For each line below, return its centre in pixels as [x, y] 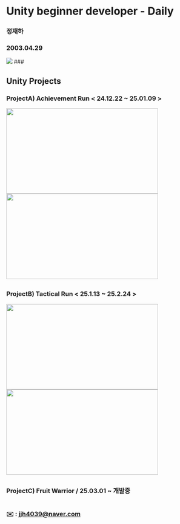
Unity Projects [34, 81]
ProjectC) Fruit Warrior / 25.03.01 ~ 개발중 [68, 491]
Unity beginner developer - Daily [90, 11]
